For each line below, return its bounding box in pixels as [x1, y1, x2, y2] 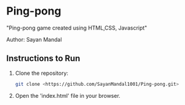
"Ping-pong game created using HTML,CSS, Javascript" [6, 24, 147, 31]
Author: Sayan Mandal [6, 36, 62, 43]
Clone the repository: [15, 69, 69, 77]
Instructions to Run [6, 53, 80, 64]
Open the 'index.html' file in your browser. [15, 92, 120, 99]
